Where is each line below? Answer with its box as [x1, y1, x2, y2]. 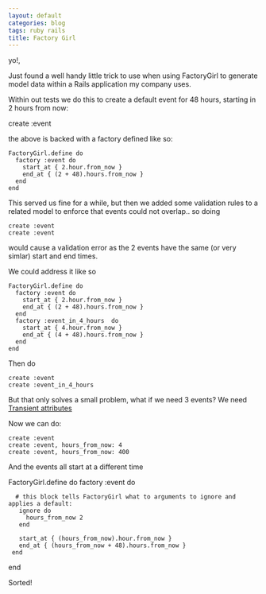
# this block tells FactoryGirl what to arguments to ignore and [15, 493, 237, 501]
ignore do [18, 507, 52, 515]
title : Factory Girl [8, 33, 77, 42]
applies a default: [8, 500, 73, 508]
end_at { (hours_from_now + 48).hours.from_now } [18, 542, 187, 549]
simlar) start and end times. [8, 251, 98, 261]
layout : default [8, 11, 62, 20]
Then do [8, 359, 36, 368]
